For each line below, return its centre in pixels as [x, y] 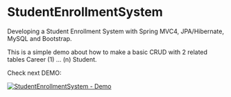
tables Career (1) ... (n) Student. [52, 59]
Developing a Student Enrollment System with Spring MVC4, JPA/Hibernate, [115, 31]
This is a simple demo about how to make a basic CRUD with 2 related [108, 52]
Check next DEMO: [34, 73]
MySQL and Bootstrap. [40, 38]
